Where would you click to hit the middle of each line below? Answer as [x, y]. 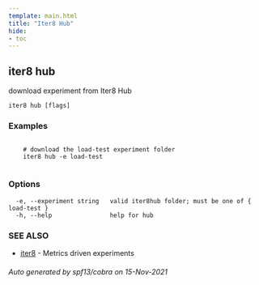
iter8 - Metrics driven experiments [77, 253]
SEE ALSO [29, 236]
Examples [28, 125]
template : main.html [43, 16]
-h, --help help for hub [85, 215]
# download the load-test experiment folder [99, 150]
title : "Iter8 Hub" [41, 23]
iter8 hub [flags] [39, 106]
